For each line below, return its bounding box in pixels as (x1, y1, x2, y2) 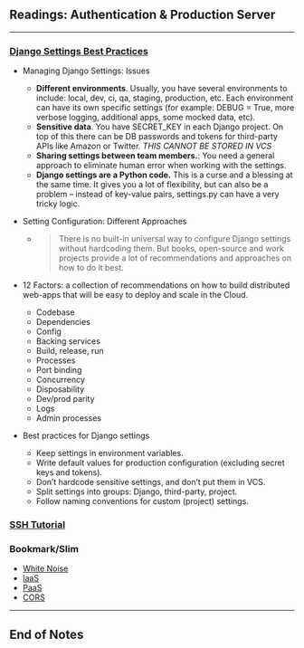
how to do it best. (58, 262, 124, 273)
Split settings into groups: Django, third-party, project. (35, 486, 238, 497)
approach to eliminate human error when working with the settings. (35, 160, 287, 171)
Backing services (35, 336, 101, 347)
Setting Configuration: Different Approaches (22, 216, 187, 227)
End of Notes (9, 626, 84, 642)
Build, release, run (35, 346, 104, 357)
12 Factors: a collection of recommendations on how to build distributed (22, 280, 290, 291)
